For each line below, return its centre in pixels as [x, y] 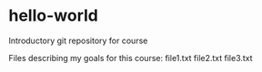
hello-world [54, 16]
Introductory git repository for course [78, 40]
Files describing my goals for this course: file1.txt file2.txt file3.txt [131, 58]
